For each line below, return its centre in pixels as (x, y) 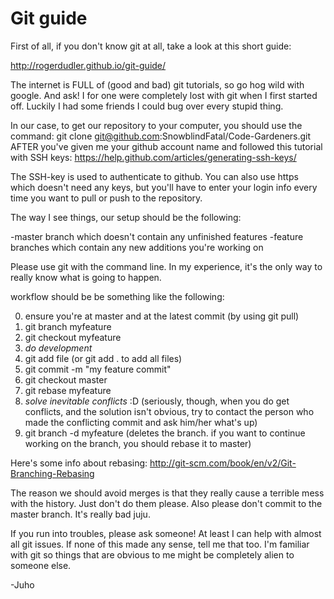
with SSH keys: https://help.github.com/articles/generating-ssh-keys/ (153, 157)
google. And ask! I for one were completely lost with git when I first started (164, 95)
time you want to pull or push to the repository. (106, 198)
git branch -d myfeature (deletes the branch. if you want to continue (165, 433)
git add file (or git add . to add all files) (103, 358)
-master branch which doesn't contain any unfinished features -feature (157, 236)
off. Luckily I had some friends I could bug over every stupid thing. (147, 106)
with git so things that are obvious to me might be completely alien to (152, 554)
